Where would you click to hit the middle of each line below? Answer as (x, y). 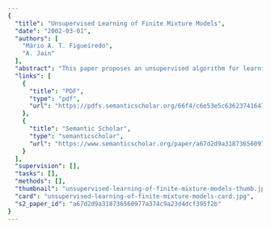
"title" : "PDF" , (56, 91)
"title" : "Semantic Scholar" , (80, 129)
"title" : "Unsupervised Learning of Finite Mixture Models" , (120, 23)
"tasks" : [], (37, 174)
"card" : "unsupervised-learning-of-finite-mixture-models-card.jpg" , (134, 196)
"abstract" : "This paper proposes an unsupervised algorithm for (127, 69)
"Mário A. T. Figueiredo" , (68, 46)
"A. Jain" (39, 53)
